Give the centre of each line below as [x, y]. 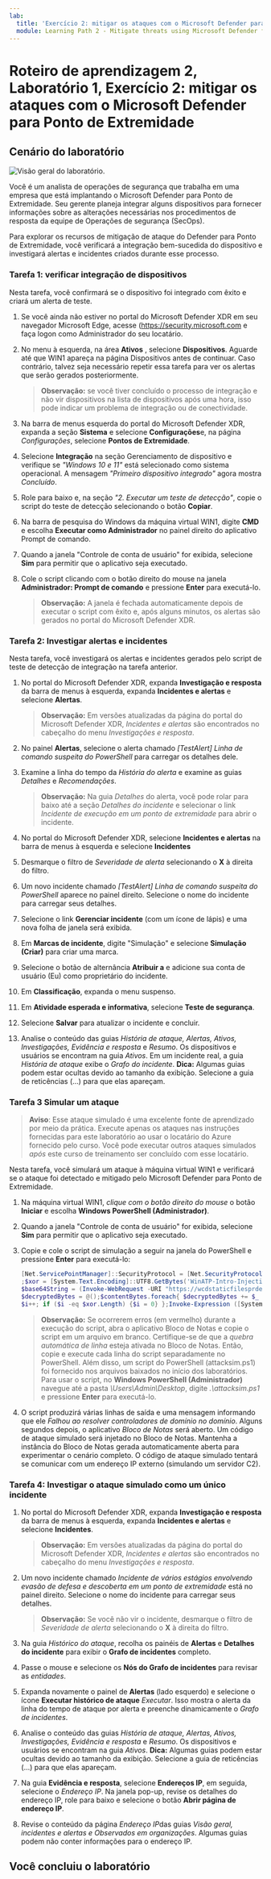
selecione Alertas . [51, 699]
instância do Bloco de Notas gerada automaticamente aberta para [130, 1446]
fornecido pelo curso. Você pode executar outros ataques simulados [142, 1145]
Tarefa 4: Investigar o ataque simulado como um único [117, 1485]
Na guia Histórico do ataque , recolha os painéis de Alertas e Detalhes [138, 1643]
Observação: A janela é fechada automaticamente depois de [142, 602]
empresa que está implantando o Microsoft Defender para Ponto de [121, 195]
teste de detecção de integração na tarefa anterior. [93, 667]
